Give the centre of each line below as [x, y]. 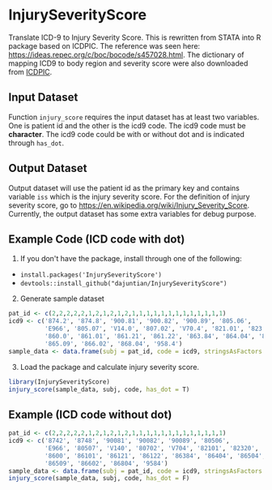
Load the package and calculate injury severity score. [110, 367]
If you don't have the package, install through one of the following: [131, 259]
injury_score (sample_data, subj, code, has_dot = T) [99, 389]
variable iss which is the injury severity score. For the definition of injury [129, 196]
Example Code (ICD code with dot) [97, 239]
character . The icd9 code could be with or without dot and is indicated [127, 134]
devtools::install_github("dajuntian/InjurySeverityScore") [123, 284]
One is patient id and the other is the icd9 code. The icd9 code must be [127, 125]
